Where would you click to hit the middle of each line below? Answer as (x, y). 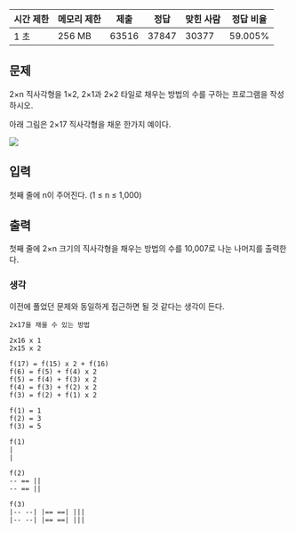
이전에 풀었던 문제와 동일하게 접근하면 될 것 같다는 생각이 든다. (117, 306)
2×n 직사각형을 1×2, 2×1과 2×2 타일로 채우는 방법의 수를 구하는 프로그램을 (139, 94)
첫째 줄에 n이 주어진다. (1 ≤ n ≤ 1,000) (76, 194)
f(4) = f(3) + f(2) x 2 (53, 387)
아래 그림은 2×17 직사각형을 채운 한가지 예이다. (90, 124)
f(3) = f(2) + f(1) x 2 (53, 395)
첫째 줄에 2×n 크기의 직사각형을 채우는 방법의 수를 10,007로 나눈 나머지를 (136, 249)
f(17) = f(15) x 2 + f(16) (59, 364)
